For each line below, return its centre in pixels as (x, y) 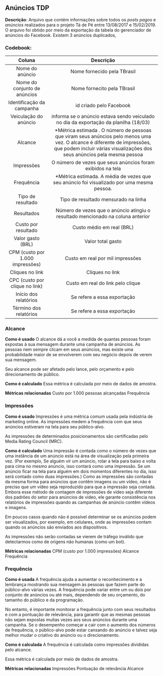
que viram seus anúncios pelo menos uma (103, 136)
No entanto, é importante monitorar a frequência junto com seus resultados (81, 609)
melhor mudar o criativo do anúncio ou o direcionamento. (62, 635)
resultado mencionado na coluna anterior (103, 216)
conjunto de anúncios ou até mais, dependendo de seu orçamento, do (75, 595)
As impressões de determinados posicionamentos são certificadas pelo (77, 436)
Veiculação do (27, 116)
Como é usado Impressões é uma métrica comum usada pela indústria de (79, 416)
